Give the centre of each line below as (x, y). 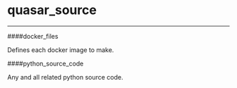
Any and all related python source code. (65, 77)
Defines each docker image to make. (61, 50)
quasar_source (52, 10)
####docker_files (33, 36)
